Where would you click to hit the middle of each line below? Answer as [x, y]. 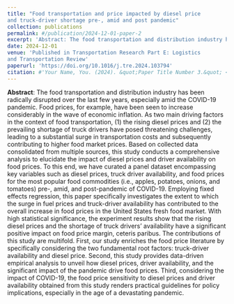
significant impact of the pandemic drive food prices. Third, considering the [116, 270]
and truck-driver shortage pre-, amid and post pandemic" [93, 20]
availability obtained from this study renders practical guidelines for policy [114, 285]
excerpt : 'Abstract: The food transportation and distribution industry [115, 40]
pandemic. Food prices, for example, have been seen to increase [100, 107]
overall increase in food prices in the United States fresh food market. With [114, 211]
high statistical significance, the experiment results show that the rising [109, 218]
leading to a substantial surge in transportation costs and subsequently [109, 136]
